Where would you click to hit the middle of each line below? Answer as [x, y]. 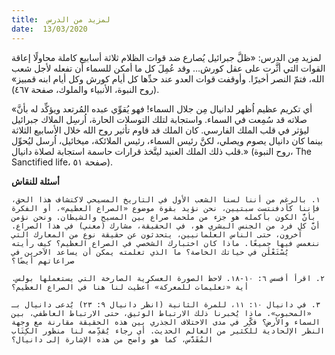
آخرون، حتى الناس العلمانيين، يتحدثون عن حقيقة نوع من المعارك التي [157, 234]
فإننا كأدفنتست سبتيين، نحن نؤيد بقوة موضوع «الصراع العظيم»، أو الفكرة [166, 208]
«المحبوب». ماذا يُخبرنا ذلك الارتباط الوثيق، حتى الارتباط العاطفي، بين [161, 313]
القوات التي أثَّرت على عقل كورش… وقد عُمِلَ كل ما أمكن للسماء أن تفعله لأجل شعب [168, 68]
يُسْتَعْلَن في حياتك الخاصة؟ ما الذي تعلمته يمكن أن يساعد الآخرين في [150, 252]
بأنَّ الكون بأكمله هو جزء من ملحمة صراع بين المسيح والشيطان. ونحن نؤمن [163, 217]
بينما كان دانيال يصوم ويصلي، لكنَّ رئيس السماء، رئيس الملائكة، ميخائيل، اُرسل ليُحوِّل [167, 140]
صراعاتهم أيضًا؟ [43, 261]
